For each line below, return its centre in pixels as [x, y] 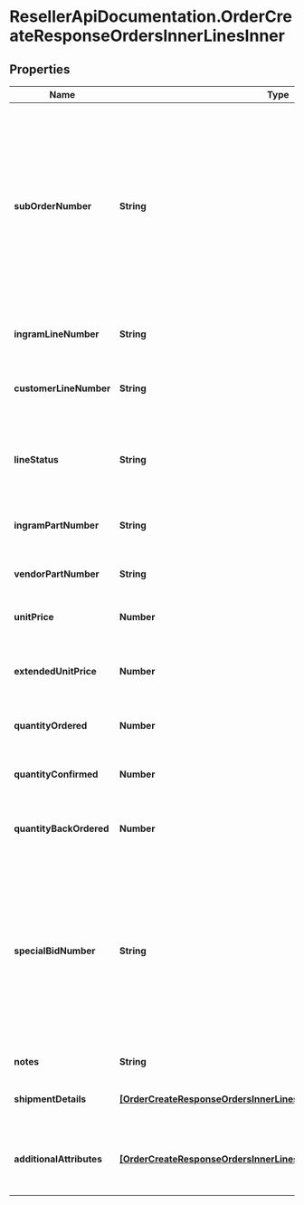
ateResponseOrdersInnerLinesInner [147, 36]
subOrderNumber [53, 206]
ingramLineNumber [57, 334]
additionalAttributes [58, 1159]
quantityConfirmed [56, 774]
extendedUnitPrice [55, 671]
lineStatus [36, 459]
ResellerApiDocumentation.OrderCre [151, 17]
